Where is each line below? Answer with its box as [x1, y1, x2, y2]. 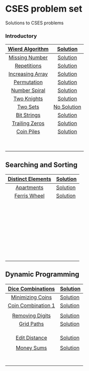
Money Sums [16, 344, 47, 351]
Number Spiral [11, 87, 46, 94]
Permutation [13, 79, 43, 86]
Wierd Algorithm [8, 46, 49, 53]
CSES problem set [5, 3, 82, 15]
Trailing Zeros [12, 120, 45, 127]
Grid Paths [19, 320, 44, 327]
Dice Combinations [8, 285, 55, 292]
